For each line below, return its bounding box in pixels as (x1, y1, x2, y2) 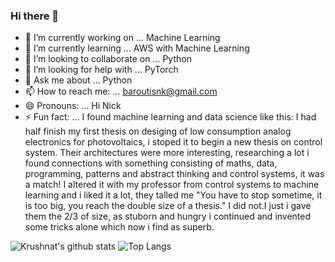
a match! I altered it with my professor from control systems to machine (24, 179, 320, 191)
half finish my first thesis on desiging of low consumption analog (24, 125, 292, 138)
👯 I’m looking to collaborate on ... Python (24, 53, 192, 65)
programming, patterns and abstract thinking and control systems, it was (24, 168, 325, 180)
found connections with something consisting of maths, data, (24, 157, 278, 169)
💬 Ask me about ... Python (24, 74, 133, 86)
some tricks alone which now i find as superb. (24, 221, 215, 233)
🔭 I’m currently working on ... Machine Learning (24, 32, 221, 44)
